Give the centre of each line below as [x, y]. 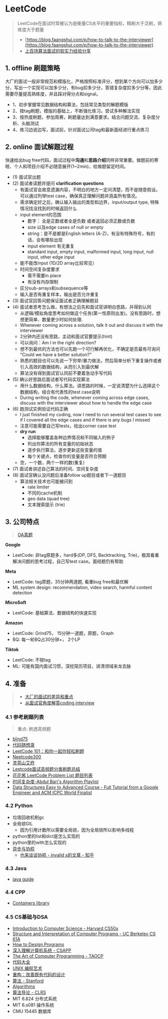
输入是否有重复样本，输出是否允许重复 [59, 294]
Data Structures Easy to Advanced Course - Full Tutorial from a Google [85, 787]
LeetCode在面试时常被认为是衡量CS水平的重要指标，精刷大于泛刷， [87, 23]
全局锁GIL [22, 823]
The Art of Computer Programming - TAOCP [58, 956]
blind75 [20, 739]
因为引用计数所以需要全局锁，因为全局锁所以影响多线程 [77, 830]
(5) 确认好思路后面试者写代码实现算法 [51, 379]
